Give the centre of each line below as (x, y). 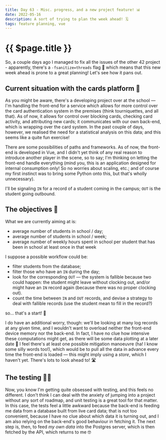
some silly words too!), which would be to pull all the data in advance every (82, 349)
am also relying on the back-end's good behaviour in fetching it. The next (80, 421)
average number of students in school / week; (59, 236)
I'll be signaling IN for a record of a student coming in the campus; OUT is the (83, 188)
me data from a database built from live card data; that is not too (71, 411)
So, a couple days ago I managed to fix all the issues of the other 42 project (83, 62)
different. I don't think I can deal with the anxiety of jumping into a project (80, 395)
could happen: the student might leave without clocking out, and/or (81, 282)
